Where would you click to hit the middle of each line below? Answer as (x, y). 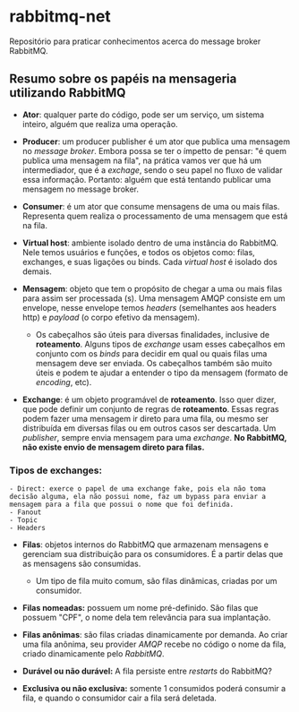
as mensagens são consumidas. (81, 564)
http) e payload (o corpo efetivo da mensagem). (111, 317)
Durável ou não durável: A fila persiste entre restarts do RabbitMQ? (147, 671)
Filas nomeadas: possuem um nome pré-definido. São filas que (140, 608)
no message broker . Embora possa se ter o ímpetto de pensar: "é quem (154, 150)
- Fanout (26, 512)
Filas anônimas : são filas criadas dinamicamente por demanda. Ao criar (155, 635)
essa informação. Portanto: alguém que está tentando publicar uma (146, 179)
